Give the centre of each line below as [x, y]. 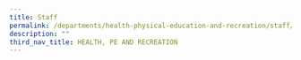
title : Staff [34, 17]
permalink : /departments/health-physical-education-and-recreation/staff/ [152, 26]
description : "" [39, 34]
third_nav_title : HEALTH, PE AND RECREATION [94, 42]
